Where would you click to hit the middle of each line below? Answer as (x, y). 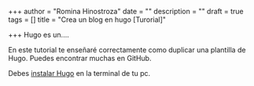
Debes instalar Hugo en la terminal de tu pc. (79, 73)
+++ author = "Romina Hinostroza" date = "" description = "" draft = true (126, 11)
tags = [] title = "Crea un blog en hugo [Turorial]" (87, 20)
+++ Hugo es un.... (39, 35)
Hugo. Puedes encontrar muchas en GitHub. (80, 58)
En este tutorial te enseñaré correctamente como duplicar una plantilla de (127, 50)
